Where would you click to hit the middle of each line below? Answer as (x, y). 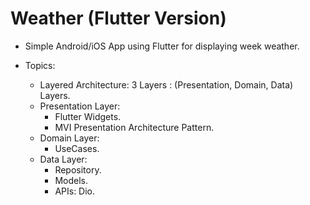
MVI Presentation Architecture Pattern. (134, 127)
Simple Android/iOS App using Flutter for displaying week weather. (162, 46)
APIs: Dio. (75, 191)
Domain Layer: (69, 138)
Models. (71, 180)
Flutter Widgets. (88, 116)
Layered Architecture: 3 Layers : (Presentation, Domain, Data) (166, 84)
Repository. (78, 169)
